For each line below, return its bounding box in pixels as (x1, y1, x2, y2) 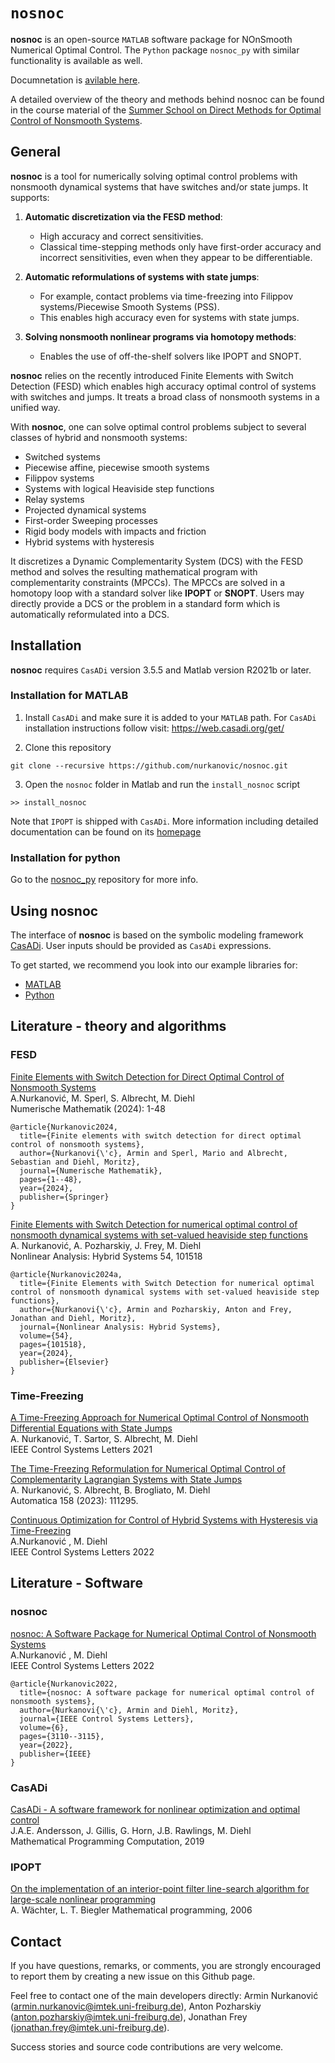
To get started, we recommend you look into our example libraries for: (10, 959, 298, 971)
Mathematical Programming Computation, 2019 (10, 1835, 205, 1847)
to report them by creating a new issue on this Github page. (10, 1970, 256, 1983)
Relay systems (24, 493, 85, 505)
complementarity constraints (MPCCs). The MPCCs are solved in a (10, 576, 286, 588)
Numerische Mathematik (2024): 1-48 (10, 1102, 166, 1114)
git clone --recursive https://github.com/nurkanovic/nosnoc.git (10, 760, 288, 771)
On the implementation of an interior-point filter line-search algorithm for (10, 1883, 310, 1895)
